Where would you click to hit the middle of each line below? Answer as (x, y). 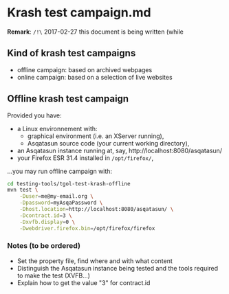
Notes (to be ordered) (44, 246)
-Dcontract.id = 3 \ (46, 215)
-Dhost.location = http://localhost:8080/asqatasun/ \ (97, 210)
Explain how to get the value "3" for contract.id (84, 282)
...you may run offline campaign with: (59, 171)
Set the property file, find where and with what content (95, 261)
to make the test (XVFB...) (54, 275)
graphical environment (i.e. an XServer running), (96, 136)
